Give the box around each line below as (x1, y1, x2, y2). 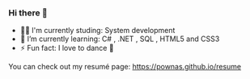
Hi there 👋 (8, 7, 49, 19)
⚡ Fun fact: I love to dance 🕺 (19, 44, 115, 53)
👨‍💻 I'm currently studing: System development (19, 26, 176, 35)
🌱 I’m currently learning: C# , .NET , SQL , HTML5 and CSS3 (19, 34, 220, 44)
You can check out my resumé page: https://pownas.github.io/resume (8, 62, 241, 72)
